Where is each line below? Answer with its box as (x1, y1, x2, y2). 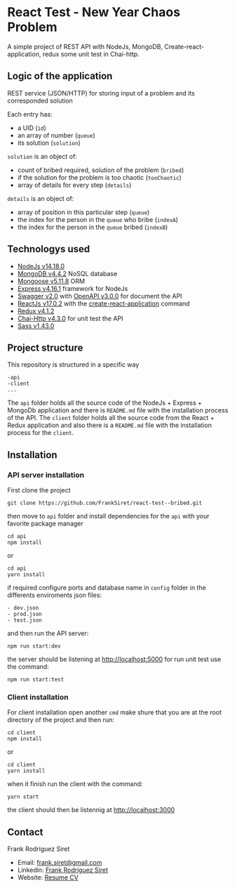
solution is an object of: (7, 152, 77, 160)
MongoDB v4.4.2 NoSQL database (17, 269, 118, 277)
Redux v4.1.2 (17, 306, 55, 315)
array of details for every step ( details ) (17, 181, 132, 189)
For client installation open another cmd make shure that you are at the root (7, 708, 222, 717)
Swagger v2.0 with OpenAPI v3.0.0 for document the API (17, 292, 182, 300)
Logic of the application (7, 70, 113, 82)
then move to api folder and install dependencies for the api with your (7, 512, 210, 521)
